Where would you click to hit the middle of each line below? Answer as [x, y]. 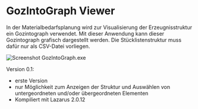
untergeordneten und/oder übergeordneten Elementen [81, 93]
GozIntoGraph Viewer [61, 11]
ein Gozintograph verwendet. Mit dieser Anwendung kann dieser [85, 33]
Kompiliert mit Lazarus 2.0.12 [50, 100]
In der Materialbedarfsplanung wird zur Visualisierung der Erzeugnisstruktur [99, 27]
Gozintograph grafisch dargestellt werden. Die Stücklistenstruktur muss [94, 40]
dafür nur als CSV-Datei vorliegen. [48, 46]
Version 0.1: [20, 69]
